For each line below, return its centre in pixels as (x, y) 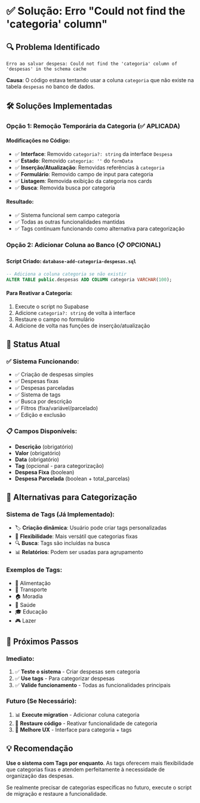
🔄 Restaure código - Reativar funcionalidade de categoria (86, 723)
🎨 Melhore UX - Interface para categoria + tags (73, 729)
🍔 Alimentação (33, 583)
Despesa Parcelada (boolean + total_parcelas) (72, 479)
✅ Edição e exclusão (40, 415)
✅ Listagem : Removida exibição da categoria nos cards (83, 181)
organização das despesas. (40, 775)
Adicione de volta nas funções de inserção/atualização (82, 326)
